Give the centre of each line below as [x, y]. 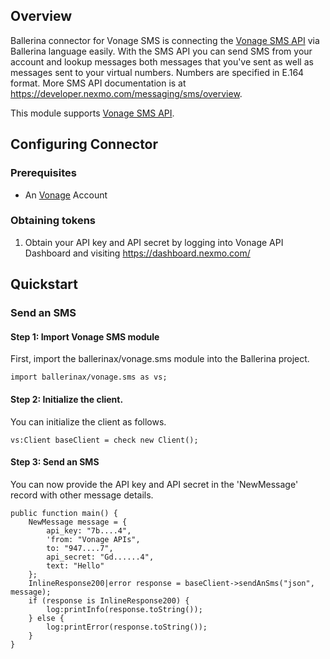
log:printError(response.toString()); [127, 627]
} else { [46, 618]
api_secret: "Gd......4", [100, 557]
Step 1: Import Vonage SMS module [85, 336]
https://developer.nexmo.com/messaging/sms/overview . [126, 93]
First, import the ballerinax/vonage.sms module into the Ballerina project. [160, 359]
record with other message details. [82, 495]
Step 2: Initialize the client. [67, 399]
